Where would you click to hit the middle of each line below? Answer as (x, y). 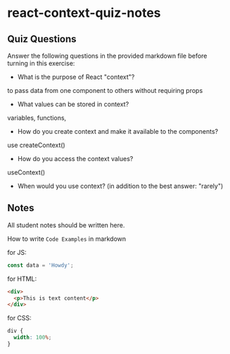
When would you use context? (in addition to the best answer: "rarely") (120, 186)
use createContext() (36, 145)
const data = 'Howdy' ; (40, 265)
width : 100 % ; (33, 338)
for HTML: (22, 279)
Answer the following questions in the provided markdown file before (107, 56)
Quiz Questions (42, 39)
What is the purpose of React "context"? (76, 77)
